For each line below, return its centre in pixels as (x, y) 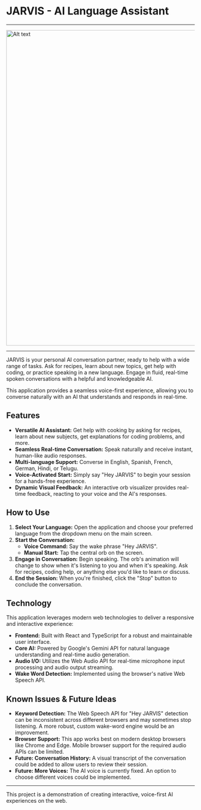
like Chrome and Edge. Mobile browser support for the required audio (100, 745)
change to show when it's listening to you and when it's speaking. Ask (101, 565)
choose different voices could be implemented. (73, 777)
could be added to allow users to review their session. (81, 764)
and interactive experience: (40, 624)
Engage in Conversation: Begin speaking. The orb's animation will (97, 559)
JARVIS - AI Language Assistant (88, 11)
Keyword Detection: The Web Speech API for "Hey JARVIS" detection (101, 713)
